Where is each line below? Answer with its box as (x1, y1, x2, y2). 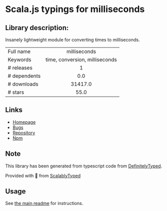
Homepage (12, 119, 36, 125)
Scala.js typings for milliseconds (5, 4, 145, 15)
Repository (12, 129, 35, 136)
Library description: (5, 24, 69, 32)
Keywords (8, 56, 32, 63)
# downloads (8, 81, 39, 87)
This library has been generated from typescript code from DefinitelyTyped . (5, 163, 162, 169)
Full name (8, 48, 31, 55)
